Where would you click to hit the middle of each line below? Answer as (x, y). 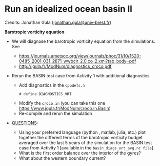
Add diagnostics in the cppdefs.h (52, 85)
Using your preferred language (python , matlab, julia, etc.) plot (82, 132)
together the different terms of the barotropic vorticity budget (81, 137)
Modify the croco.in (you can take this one (62, 103)
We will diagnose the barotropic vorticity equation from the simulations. (83, 41)
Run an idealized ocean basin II (69, 9)
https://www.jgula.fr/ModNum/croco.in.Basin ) (65, 108)
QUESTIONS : (25, 123)
